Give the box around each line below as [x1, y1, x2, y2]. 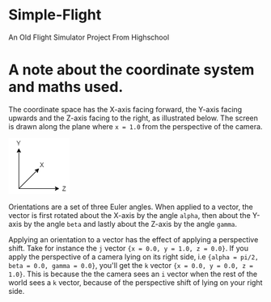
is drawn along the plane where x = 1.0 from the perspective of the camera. [8, 121, 263, 131]
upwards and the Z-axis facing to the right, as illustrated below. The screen [8, 113, 259, 123]
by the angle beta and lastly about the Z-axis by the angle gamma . [23, 219, 237, 229]
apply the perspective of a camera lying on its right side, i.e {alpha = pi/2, [8, 252, 259, 262]
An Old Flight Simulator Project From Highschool [8, 32, 170, 42]
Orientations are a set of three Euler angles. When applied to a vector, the [8, 202, 253, 212]
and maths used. [8, 78, 124, 96]
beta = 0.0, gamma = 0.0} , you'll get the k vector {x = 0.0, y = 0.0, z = [8, 260, 253, 270]
